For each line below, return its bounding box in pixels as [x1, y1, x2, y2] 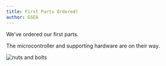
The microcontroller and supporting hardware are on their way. [6, 42, 161, 49]
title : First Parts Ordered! [6, 8, 79, 15]
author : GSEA [6, 14, 39, 20]
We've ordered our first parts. [6, 30, 79, 37]
